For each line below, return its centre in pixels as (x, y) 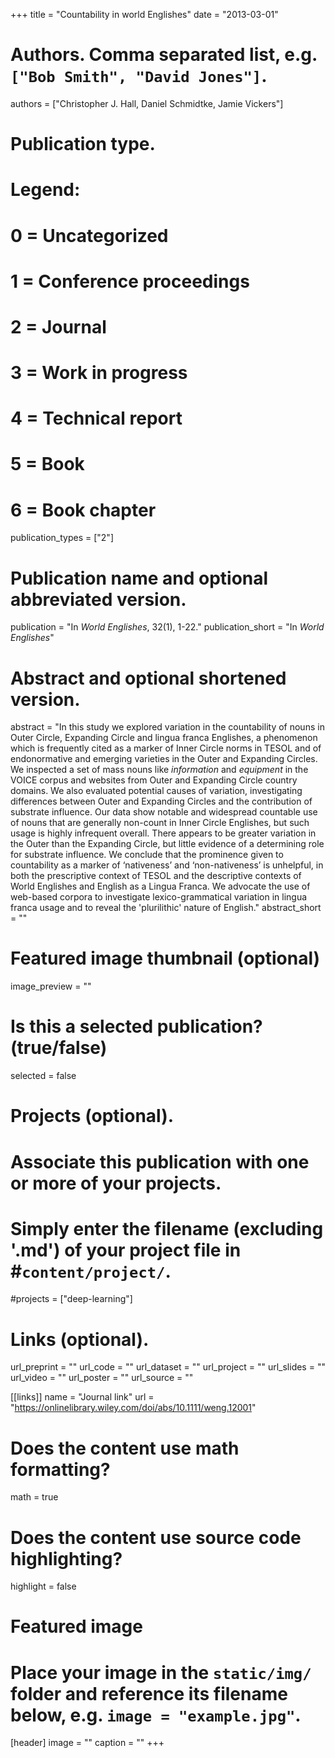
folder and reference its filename (149, 1693)
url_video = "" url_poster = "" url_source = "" (102, 1378)
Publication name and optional (139, 578)
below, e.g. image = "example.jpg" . (156, 1715)
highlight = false (43, 1586)
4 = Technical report (96, 418)
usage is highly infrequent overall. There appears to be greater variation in (163, 833)
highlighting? (66, 1558)
